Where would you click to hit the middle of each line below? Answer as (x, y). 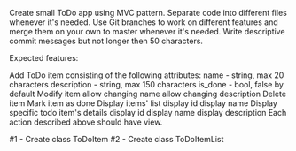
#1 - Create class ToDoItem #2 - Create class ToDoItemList (117, 139)
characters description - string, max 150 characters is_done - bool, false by (146, 84)
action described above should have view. (86, 122)
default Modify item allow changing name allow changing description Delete (148, 94)
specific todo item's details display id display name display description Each (148, 113)
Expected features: (44, 58)
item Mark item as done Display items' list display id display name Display (143, 103)
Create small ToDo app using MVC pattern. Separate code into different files (148, 13)
